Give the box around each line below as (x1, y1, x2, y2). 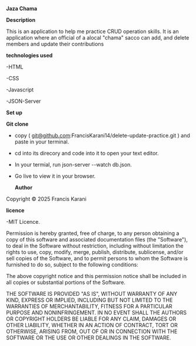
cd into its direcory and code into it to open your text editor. (14, 150, 159, 156)
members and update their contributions (6, 41, 104, 47)
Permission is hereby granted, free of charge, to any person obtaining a (6, 230, 180, 237)
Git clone (6, 120, 29, 128)
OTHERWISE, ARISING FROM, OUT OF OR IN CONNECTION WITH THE (6, 328, 178, 335)
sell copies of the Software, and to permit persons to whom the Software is (6, 255, 188, 262)
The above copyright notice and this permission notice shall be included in (6, 273, 187, 279)
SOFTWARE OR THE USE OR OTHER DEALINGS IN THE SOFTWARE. (6, 334, 171, 341)
